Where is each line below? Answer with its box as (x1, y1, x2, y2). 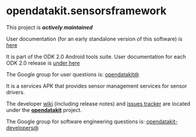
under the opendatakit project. (6, 106, 82, 113)
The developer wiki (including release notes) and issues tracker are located (6, 100, 191, 107)
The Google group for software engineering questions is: (6, 117, 146, 125)
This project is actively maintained (6, 24, 93, 31)
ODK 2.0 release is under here (6, 59, 80, 66)
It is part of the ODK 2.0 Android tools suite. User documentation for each (6, 53, 186, 60)
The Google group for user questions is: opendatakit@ (6, 71, 140, 78)
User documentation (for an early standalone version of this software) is (6, 35, 183, 42)
